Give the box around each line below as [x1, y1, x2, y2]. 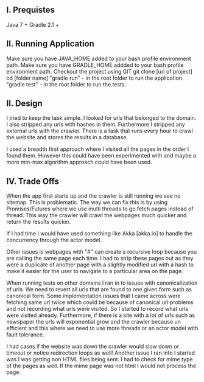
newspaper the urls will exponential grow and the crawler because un [6, 318, 181, 325]
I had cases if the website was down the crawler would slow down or [6, 343, 180, 350]
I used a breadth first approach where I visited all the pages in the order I [6, 145, 189, 153]
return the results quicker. [6, 218, 71, 226]
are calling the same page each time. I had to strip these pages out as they [6, 255, 194, 262]
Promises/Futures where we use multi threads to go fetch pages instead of [6, 205, 194, 212]
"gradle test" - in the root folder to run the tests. [6, 80, 127, 88]
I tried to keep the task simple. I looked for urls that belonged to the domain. [6, 114, 197, 122]
